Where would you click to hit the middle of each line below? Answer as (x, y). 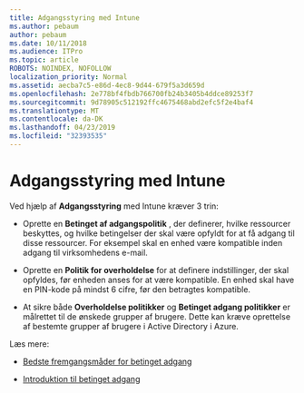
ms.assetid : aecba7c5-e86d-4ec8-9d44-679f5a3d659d (107, 85)
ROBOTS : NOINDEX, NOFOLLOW (60, 69)
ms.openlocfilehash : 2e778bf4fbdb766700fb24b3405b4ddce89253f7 (132, 93)
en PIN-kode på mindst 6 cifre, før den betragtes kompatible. (137, 289)
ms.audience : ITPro (46, 52)
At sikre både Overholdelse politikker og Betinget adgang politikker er (156, 307)
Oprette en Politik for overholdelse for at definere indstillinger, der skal (156, 270)
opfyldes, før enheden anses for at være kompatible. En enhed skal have (158, 280)
